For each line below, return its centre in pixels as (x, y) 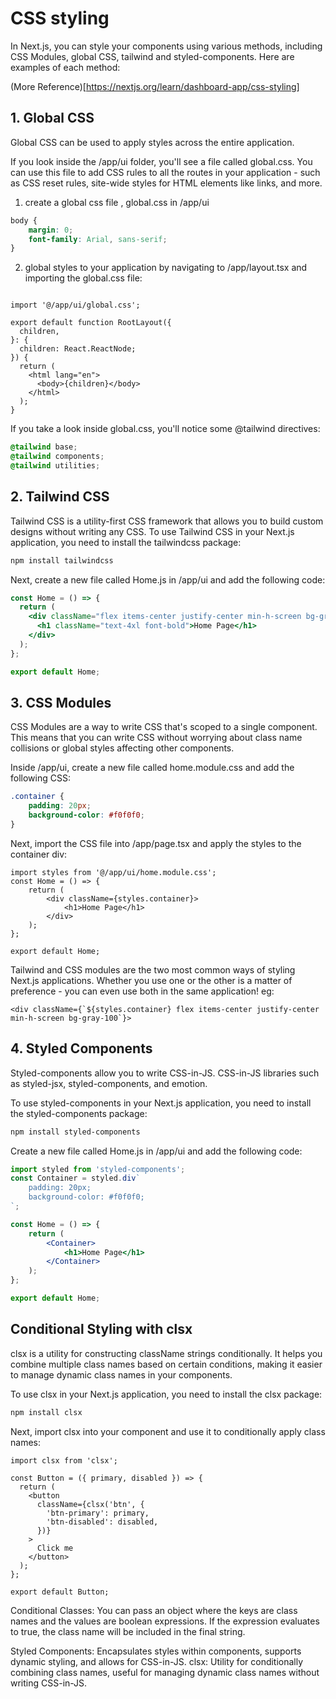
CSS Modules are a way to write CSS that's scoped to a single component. (164, 727)
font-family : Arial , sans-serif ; (98, 239)
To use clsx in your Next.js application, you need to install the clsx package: (166, 1394)
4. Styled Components (81, 1048)
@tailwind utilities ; (55, 466)
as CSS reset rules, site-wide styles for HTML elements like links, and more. (166, 183)
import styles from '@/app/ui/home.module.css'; (113, 872)
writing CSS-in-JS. (49, 1683)
